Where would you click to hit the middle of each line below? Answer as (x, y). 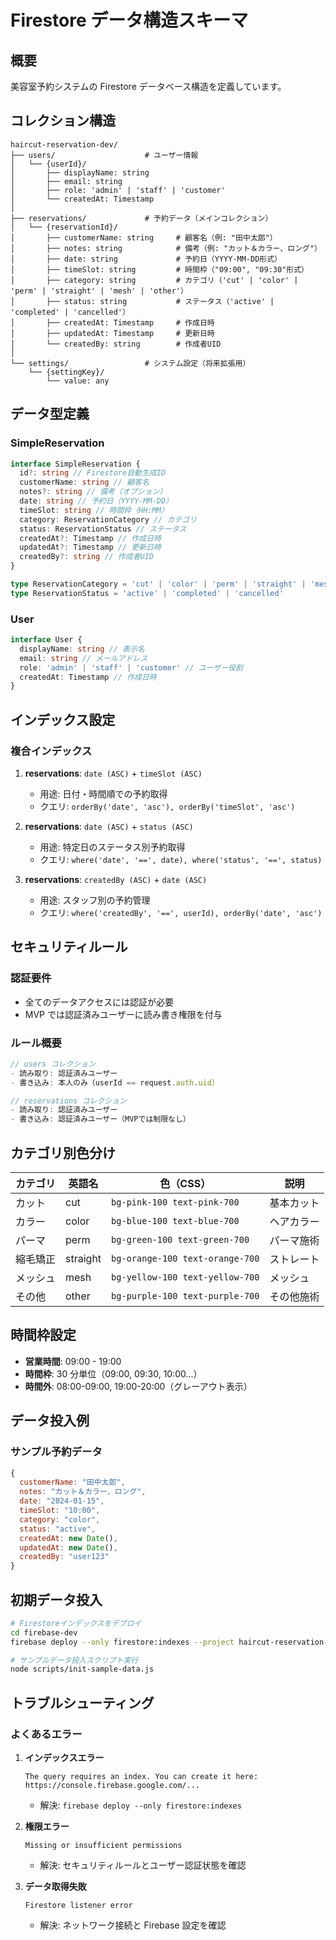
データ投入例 (50, 1421)
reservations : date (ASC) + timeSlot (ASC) (113, 773)
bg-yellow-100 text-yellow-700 (185, 1277)
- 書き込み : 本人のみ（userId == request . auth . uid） (115, 1082)
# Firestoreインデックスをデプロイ (76, 1623)
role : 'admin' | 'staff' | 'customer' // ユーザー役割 (131, 667)
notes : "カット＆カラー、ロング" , (83, 1492)
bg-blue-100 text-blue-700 (175, 1221)
